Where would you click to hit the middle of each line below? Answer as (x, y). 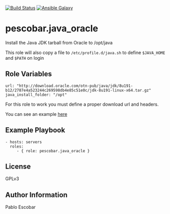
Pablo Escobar (21, 207)
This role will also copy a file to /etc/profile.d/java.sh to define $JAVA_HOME (85, 52)
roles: (17, 146)
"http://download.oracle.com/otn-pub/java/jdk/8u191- (75, 86)
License (18, 166)
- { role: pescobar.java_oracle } (53, 151)
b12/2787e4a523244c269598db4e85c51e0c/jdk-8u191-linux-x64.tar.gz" (78, 90)
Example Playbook (35, 130)
